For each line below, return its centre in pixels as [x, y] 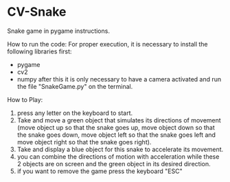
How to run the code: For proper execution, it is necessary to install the [107, 44]
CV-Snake [37, 12]
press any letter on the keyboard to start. [75, 113]
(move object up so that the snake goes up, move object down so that [116, 127]
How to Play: [25, 99]
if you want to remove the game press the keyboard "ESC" [100, 171]
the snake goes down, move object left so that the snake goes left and [116, 135]
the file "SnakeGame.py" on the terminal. [75, 86]
